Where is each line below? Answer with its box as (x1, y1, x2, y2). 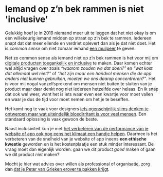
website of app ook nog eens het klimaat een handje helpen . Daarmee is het (5, 131, 158, 137)
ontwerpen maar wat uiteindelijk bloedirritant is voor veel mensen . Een (5, 111, 146, 117)
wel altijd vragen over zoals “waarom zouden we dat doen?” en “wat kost (5, 65, 153, 71)
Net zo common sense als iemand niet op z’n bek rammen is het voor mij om (5, 55, 158, 60)
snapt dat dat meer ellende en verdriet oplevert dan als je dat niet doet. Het (5, 40, 156, 46)
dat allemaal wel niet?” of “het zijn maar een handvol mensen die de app (5, 70, 152, 76)
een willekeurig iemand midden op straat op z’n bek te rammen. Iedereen (5, 35, 152, 41)
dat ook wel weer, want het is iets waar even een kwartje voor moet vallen (5, 91, 153, 97)
